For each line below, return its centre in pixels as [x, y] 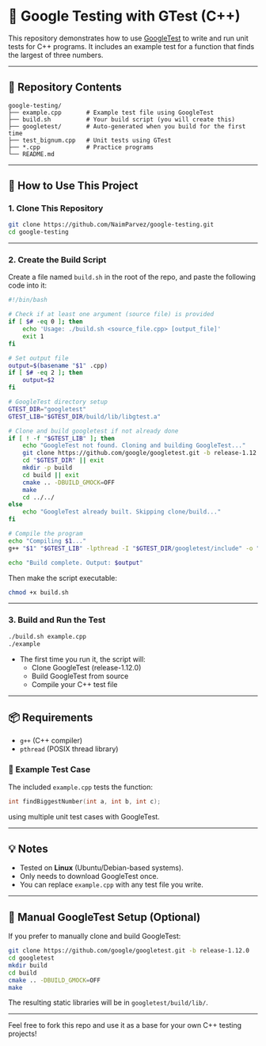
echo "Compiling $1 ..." [47, 541]
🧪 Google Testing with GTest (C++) [124, 16]
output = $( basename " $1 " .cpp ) [58, 365]
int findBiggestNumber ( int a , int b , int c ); [84, 801]
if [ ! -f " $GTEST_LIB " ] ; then [61, 438]
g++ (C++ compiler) [51, 741]
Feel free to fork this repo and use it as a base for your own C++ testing [125, 1025]
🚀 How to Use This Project [73, 186]
